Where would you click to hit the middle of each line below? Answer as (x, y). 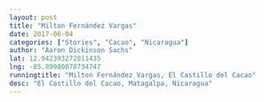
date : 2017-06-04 (41, 34)
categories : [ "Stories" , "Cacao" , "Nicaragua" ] (99, 42)
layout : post (33, 17)
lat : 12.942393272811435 (55, 59)
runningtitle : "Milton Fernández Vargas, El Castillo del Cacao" (132, 75)
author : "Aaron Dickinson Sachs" (71, 51)
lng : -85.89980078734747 (55, 67)
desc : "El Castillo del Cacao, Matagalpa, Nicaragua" (111, 83)
